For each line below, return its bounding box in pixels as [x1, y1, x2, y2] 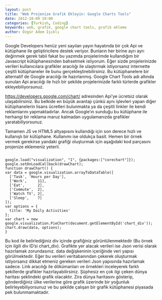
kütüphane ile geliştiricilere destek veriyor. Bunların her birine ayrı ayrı [5, 48, 145, 54]
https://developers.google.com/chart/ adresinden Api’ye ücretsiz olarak [5, 93, 148, 99]
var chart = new [5, 217, 38, 222]
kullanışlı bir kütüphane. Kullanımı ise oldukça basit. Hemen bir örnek [5, 134, 142, 139]
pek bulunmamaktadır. [5, 289, 49, 295]
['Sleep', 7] [9, 195, 42, 200]
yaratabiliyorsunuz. [5, 119, 44, 125]
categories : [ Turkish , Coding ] [5, 20, 68, 26]
